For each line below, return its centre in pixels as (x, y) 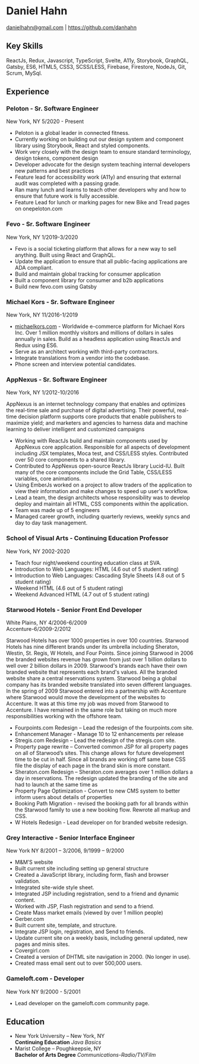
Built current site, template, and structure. (66, 926)
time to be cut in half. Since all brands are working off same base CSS (100, 759)
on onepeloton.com (39, 209)
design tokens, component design (56, 158)
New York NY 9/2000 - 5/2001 (44, 992)
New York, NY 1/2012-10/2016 (42, 393)
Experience (28, 92)
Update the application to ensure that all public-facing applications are (101, 261)
